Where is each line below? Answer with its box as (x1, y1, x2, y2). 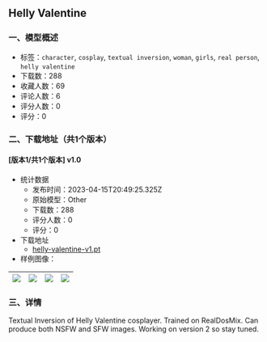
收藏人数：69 (19, 81, 66, 91)
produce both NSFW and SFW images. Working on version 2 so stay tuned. (8, 324, 259, 334)
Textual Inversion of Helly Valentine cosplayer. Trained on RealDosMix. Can (8, 315, 259, 326)
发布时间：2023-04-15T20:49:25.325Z (32, 184, 163, 194)
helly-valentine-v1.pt (32, 244, 101, 254)
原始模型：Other (32, 194, 87, 205)
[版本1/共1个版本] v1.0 (8, 155, 82, 165)
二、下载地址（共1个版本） (8, 133, 112, 145)
